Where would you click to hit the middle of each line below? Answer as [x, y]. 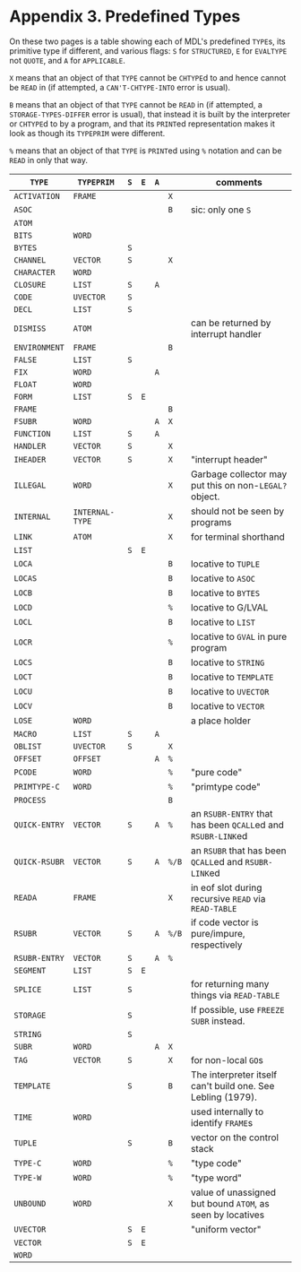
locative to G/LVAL [230, 607]
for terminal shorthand [238, 537]
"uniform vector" [226, 1229]
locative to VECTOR [228, 705]
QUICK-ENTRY [39, 825]
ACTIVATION [37, 196]
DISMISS [30, 328]
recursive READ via [228, 898]
